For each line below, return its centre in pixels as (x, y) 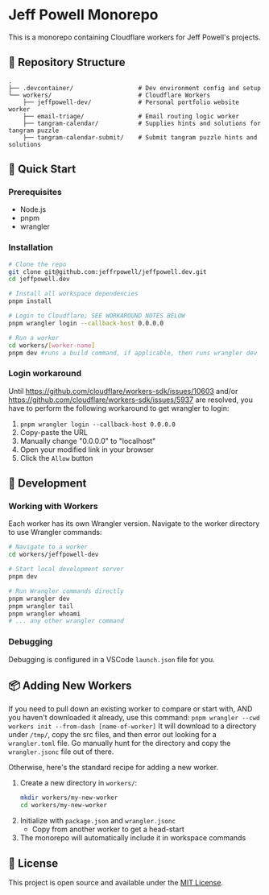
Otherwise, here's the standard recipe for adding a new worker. (114, 768)
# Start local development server (66, 570)
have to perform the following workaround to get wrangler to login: (119, 408)
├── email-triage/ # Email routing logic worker (131, 116)
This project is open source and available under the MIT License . (116, 883)
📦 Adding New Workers (70, 686)
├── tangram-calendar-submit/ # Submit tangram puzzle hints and (140, 137)
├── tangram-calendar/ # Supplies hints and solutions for (142, 123)
